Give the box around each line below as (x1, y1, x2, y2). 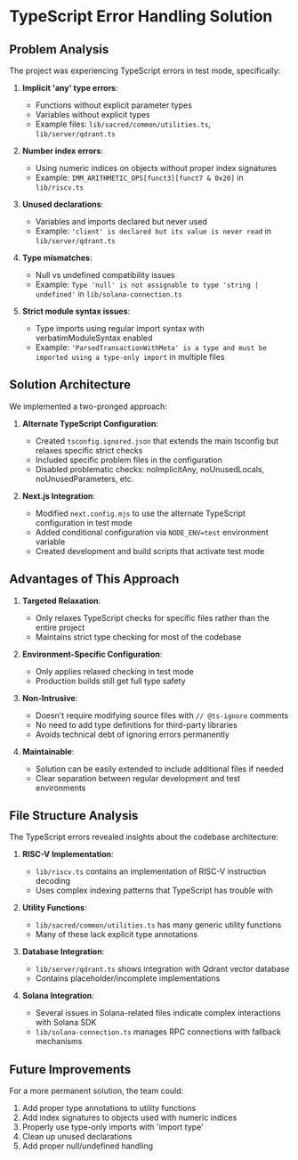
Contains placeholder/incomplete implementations (35, 973, 221, 984)
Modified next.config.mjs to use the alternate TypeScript (35, 508, 246, 519)
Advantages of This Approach (9, 572, 180, 587)
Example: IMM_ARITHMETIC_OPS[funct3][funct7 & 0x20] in (35, 172, 244, 183)
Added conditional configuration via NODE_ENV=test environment (35, 527, 269, 537)
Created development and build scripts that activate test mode (35, 545, 265, 556)
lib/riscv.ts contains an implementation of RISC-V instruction (35, 866, 267, 877)
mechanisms (35, 1036, 83, 1047)
